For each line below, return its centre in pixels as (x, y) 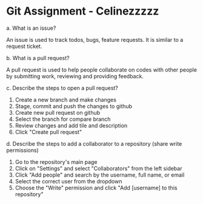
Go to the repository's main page (56, 161)
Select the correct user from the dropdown (68, 181)
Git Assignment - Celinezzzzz (83, 11)
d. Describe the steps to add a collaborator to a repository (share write (94, 143)
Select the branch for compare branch (63, 119)
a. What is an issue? (31, 28)
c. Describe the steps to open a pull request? (62, 88)
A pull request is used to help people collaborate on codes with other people (101, 70)
